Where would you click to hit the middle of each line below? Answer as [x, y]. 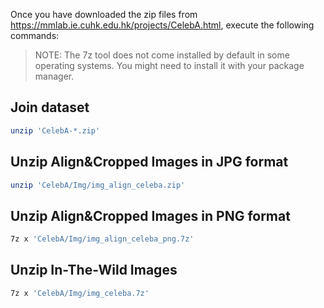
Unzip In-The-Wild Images [94, 270]
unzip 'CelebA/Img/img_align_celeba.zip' [98, 185]
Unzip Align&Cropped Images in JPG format [149, 162]
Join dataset [50, 107]
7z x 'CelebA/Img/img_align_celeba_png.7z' [102, 239]
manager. [54, 76]
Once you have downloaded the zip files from [104, 14]
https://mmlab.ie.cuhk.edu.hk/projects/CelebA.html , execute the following [162, 25]
